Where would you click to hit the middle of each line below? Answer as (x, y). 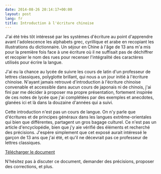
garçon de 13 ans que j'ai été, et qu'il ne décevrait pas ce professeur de (76, 138)
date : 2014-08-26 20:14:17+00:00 (39, 9)
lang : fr (14, 18)
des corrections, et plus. (29, 167)
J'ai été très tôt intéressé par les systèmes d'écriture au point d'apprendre (79, 37)
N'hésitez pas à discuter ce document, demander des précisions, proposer (80, 161)
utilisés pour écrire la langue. (34, 62)
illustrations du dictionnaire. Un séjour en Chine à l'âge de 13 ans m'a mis (78, 47)
